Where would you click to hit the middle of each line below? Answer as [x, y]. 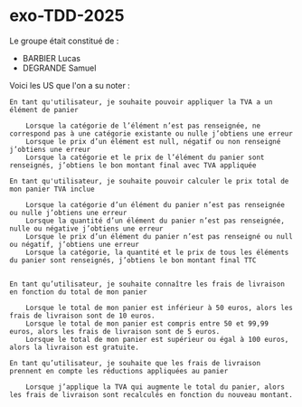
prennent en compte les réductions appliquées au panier [119, 371]
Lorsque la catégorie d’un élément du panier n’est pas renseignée [155, 204]
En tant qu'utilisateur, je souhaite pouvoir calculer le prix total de [149, 181]
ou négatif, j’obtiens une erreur [75, 244]
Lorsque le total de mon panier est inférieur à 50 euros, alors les [160, 308]
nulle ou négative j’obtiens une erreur [87, 228]
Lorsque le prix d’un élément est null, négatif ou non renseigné [153, 141]
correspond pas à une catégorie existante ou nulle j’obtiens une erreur [151, 133]
